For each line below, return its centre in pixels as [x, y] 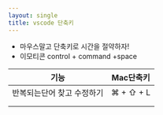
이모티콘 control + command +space [78, 56]
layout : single [33, 15]
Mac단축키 [131, 77]
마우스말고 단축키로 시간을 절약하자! [74, 46]
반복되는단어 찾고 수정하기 [58, 93]
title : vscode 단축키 [41, 23]
